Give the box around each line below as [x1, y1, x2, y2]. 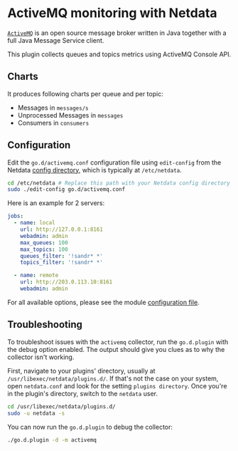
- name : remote [13, 272, 59, 279]
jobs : [7, 212, 23, 220]
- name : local [13, 219, 55, 227]
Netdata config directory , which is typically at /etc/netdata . [7, 165, 183, 174]
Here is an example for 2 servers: [7, 199, 105, 207]
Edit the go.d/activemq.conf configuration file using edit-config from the [7, 158, 222, 167]
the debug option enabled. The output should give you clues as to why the [7, 345, 225, 353]
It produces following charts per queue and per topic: [7, 89, 163, 98]
